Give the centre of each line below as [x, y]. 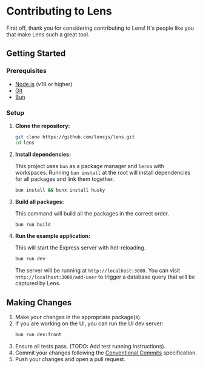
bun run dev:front [38, 335]
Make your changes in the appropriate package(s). [78, 317]
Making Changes [39, 303]
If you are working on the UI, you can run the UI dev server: [89, 323]
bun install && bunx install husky [60, 190]
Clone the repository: [42, 126]
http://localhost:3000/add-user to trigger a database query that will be [105, 277]
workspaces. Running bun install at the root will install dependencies [103, 172]
